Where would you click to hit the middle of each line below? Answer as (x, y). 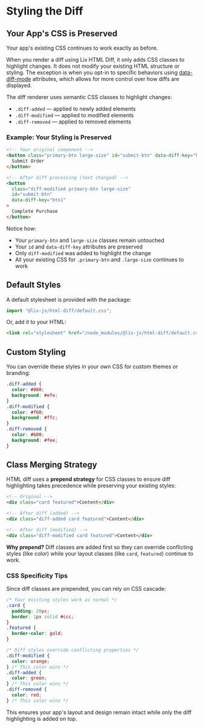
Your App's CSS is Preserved (62, 34)
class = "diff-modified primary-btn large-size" (71, 189)
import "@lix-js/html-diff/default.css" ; (59, 310)
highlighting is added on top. (42, 718)
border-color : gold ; (37, 634)
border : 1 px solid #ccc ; (43, 617)
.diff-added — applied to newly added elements (75, 109)
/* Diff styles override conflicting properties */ (72, 650)
